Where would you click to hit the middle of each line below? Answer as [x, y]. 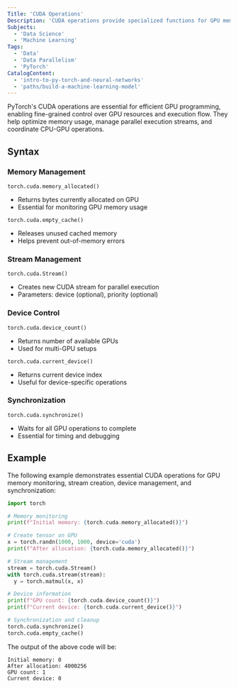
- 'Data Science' [39, 34]
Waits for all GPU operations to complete [77, 428]
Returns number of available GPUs [68, 340]
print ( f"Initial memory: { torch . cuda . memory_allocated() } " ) [98, 523]
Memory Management [46, 172]
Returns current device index [60, 374]
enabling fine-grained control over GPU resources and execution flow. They [118, 114]
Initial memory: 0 [34, 660]
